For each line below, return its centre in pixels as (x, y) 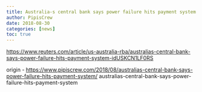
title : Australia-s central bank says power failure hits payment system (101, 12)
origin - (15, 70)
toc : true (19, 34)
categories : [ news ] (31, 29)
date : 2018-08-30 (28, 23)
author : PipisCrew (29, 18)
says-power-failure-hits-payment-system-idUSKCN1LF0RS (80, 58)
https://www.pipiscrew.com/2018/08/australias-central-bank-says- (109, 70)
